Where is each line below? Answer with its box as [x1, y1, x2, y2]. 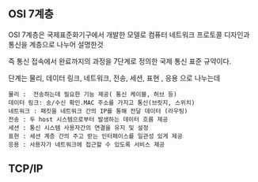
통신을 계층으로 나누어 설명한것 [8, 39, 104, 49]
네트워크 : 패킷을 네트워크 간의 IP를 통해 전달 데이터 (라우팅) [8, 107, 188, 115]
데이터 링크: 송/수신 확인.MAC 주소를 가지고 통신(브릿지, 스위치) [8, 98, 195, 106]
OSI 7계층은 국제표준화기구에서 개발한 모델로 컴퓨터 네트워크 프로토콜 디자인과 [8, 30, 250, 39]
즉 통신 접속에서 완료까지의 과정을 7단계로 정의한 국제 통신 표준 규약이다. [8, 56, 232, 65]
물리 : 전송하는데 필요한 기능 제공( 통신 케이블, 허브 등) [8, 90, 177, 98]
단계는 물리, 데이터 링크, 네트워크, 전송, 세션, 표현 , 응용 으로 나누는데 [8, 73, 221, 83]
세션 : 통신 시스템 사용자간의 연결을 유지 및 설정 [8, 124, 149, 132]
